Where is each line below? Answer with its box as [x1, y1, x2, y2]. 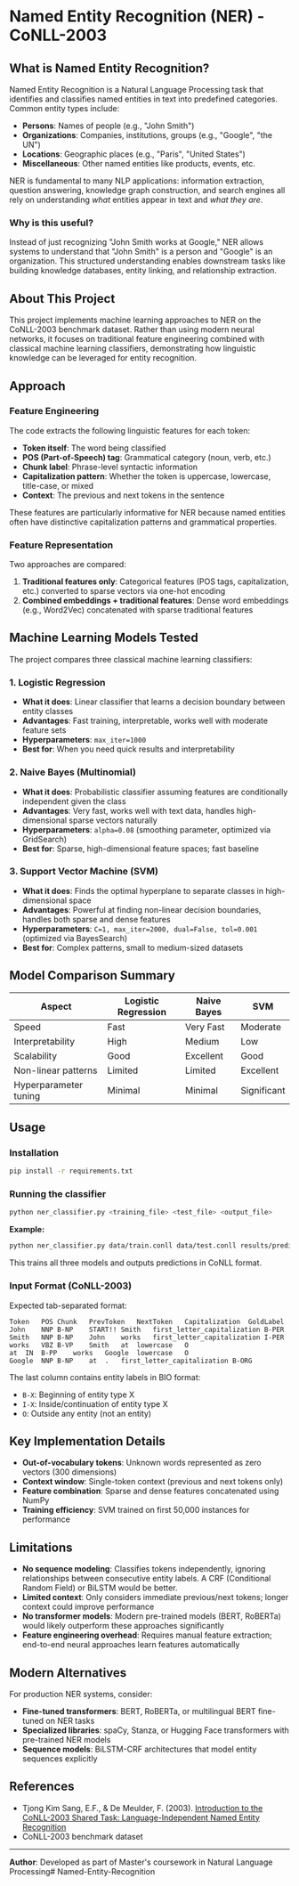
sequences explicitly [21, 1752, 98, 1764]
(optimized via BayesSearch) [21, 932, 128, 943]
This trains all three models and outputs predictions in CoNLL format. [9, 1257, 263, 1268]
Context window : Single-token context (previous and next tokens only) [21, 1476, 284, 1487]
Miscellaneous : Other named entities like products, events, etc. [21, 159, 256, 168]
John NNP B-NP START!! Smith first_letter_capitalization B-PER [9, 1325, 285, 1334]
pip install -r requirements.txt [9, 1167, 133, 1176]
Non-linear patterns [13, 1064, 98, 1077]
